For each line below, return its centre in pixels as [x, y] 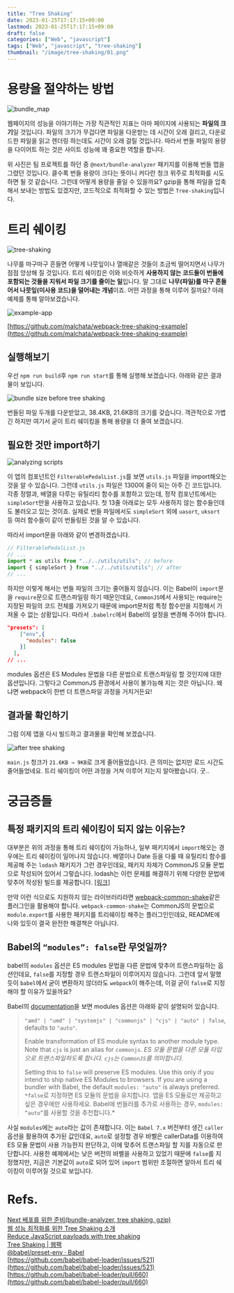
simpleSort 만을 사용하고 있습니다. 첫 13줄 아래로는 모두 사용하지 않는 [101, 503]
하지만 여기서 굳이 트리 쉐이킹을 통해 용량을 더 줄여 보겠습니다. [99, 421]
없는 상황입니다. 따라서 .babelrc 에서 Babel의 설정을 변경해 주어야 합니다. [127, 614]
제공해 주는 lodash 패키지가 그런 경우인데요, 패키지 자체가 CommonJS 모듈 [109, 865]
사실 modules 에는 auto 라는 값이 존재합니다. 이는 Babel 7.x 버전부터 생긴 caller [116, 1127]
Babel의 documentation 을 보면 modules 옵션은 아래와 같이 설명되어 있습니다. [113, 1006]
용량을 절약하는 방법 [61, 90]
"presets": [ [26, 628]
